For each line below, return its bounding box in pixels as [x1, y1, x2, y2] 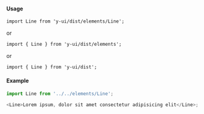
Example [6, 77, 29, 85]
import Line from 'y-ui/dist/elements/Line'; [6, 18, 124, 24]
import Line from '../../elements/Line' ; [6, 91, 114, 97]
